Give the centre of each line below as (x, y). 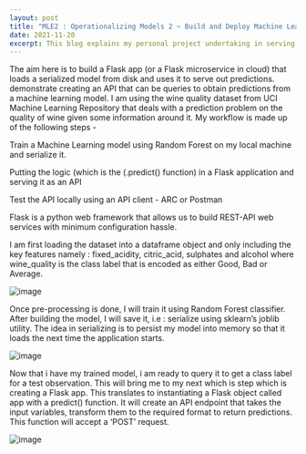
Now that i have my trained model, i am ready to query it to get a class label (151, 374)
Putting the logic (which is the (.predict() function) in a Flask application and (152, 172)
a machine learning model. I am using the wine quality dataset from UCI (143, 98)
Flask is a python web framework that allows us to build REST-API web (142, 217)
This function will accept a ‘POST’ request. (89, 422)
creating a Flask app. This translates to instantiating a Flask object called (146, 393)
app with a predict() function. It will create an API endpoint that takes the (146, 403)
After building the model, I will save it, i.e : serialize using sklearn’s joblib (144, 319)
